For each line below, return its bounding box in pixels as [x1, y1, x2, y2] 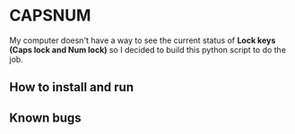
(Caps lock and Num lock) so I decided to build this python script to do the [9, 44, 287, 54]
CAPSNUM [9, 5, 91, 26]
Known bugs [9, 110, 82, 125]
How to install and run [9, 80, 134, 95]
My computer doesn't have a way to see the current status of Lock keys [9, 35, 276, 46]
